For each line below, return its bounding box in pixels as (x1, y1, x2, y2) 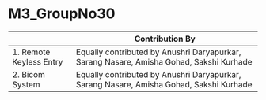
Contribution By (134, 33, 196, 44)
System (12, 79, 41, 90)
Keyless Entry (12, 56, 63, 67)
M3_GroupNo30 (8, 5, 116, 23)
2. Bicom (12, 69, 46, 80)
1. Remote (12, 46, 51, 57)
